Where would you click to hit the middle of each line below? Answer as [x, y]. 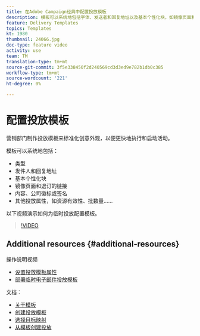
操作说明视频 [22, 259]
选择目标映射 [30, 319]
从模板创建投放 [33, 327]
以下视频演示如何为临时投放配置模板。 [53, 213]
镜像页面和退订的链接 [41, 186]
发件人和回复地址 [36, 171]
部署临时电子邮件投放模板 [46, 279]
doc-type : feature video [37, 45]
